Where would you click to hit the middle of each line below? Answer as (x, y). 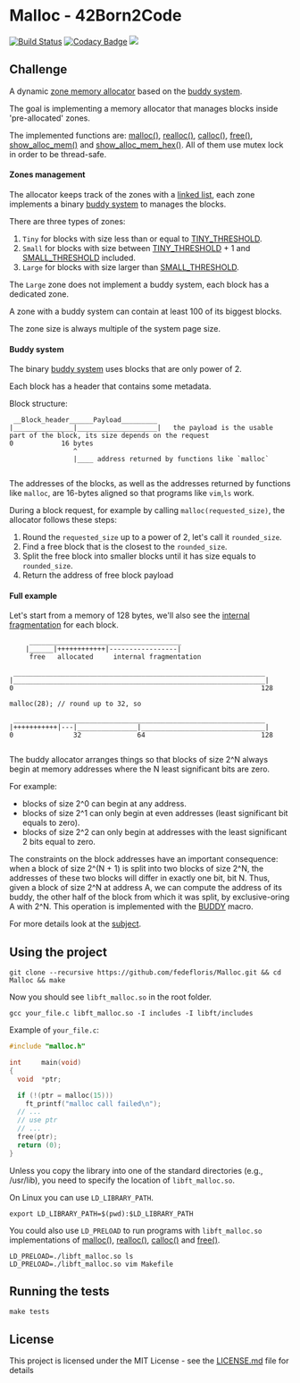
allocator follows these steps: (63, 520)
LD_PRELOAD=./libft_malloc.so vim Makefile (92, 1264)
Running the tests (59, 1291)
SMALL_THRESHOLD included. (79, 257)
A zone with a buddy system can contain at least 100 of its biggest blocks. (146, 311)
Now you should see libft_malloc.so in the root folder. (111, 997)
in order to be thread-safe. (58, 154)
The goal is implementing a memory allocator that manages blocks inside (144, 108)
